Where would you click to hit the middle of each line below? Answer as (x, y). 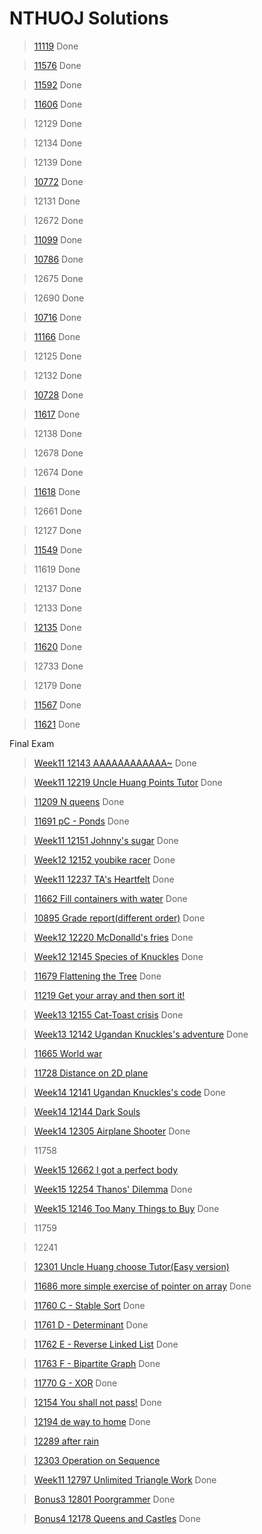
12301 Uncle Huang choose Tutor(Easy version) (131, 1266)
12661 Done (57, 511)
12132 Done (57, 375)
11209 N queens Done (79, 801)
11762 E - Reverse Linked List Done (106, 1344)
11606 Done (58, 104)
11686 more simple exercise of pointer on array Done (142, 1286)
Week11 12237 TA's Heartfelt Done (104, 879)
